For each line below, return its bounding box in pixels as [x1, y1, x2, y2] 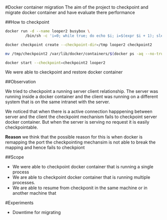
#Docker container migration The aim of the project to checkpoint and [5, 4, 149, 10]
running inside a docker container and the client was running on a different [5, 94, 158, 100]
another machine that [12, 190, 57, 196]
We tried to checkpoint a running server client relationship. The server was [5, 88, 158, 94]
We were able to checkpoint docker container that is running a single [12, 164, 154, 170]
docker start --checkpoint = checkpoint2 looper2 [5, 60, 106, 65]
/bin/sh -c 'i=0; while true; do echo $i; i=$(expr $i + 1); [25, 33, 155, 38]
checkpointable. [5, 124, 38, 131]
